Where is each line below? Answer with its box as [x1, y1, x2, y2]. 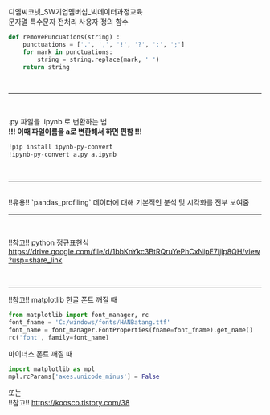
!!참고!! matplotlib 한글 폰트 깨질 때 [8, 295, 118, 305]
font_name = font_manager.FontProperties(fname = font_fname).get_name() [8, 326, 253, 334]
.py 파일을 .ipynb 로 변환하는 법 [8, 117, 108, 127]
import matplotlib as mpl [8, 364, 95, 373]
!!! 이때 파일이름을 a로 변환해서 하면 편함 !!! [8, 127, 142, 136]
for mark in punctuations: [22, 47, 113, 56]
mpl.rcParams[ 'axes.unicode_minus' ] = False [8, 372, 160, 380]
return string [22, 63, 70, 71]
